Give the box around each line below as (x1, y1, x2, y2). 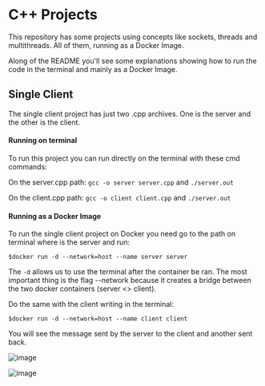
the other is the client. (8, 117, 81, 127)
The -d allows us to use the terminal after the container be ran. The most (8, 267, 248, 277)
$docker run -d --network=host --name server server (8, 253, 188, 261)
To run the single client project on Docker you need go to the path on (8, 229, 236, 239)
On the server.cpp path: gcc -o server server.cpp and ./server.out (8, 177, 234, 187)
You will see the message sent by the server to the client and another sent (8, 329, 253, 339)
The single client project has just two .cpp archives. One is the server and (8, 109, 251, 118)
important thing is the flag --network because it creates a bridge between (8, 276, 252, 285)
